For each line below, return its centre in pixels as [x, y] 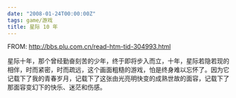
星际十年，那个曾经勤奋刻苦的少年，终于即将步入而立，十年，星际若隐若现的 [118, 61]
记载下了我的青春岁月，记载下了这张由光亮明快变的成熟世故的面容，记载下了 [118, 78]
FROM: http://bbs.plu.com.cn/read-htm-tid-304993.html [89, 47]
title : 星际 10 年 [33, 27]
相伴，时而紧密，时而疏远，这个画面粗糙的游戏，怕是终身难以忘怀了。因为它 [118, 70]
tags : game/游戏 [30, 20]
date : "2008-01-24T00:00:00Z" [52, 14]
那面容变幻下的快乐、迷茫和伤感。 [57, 87]
